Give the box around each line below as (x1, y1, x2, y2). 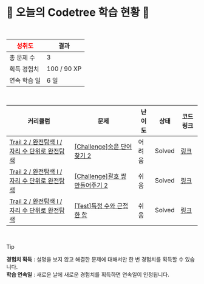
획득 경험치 (9, 64, 39, 73)
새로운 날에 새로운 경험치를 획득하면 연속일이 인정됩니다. (36, 271, 170, 278)
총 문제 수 (9, 53, 35, 61)
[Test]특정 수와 (74, 201, 115, 210)
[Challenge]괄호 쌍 (74, 171, 126, 180)
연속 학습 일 (9, 76, 41, 85)
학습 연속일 (6, 271, 32, 278)
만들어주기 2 (74, 181, 108, 189)
